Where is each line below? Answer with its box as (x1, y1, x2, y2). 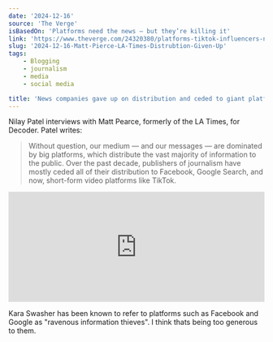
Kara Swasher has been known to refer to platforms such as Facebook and (8, 309, 258, 318)
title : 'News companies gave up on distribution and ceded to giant (8, 94, 245, 102)
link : (8, 34, 27, 43)
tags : (8, 50, 27, 58)
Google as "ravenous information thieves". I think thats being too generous (8, 318, 258, 327)
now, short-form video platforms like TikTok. (28, 175, 177, 185)
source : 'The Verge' (8, 19, 79, 28)
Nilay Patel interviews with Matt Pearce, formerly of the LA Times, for (8, 117, 240, 127)
